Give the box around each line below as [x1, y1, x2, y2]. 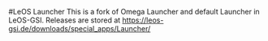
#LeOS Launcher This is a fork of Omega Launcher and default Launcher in [8, 7, 260, 16]
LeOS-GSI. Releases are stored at [8, 15, 121, 25]
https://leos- [122, 15, 164, 25]
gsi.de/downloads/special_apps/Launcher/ [8, 24, 151, 33]
